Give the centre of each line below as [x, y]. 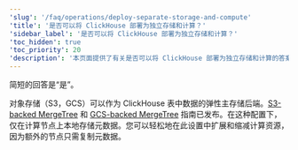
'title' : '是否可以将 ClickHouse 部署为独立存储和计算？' [108, 26]
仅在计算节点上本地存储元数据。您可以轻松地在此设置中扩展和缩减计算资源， [149, 125]
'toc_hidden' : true [45, 42]
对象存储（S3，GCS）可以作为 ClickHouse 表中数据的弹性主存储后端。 [139, 103]
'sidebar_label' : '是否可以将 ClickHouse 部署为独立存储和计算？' [124, 34]
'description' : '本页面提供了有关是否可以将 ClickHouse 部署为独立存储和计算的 [144, 58]
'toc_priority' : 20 [45, 50]
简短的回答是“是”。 [44, 84]
